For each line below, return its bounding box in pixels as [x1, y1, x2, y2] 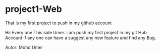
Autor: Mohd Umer [5, 44, 43, 50]
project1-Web [5, 3, 62, 15]
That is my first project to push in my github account [5, 20, 112, 26]
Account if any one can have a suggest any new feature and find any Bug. [5, 35, 156, 41]
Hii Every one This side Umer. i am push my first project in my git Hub [5, 29, 147, 35]
